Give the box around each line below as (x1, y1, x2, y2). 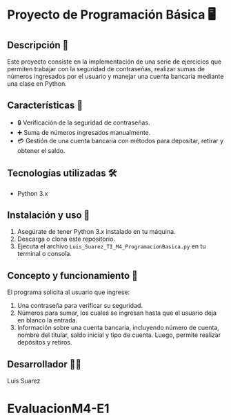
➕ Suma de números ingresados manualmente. (17, 128, 151, 136)
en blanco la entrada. (17, 316, 78, 325)
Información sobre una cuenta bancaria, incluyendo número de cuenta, (17, 324, 219, 332)
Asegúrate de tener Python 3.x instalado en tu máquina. (17, 228, 176, 236)
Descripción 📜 (7, 39, 69, 51)
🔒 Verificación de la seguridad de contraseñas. (17, 118, 150, 127)
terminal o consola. (17, 250, 72, 258)
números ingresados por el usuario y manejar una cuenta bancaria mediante (7, 72, 224, 80)
